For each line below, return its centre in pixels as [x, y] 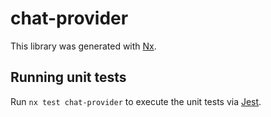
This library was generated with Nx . [83, 46]
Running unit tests [68, 77]
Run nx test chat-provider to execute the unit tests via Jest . [136, 101]
